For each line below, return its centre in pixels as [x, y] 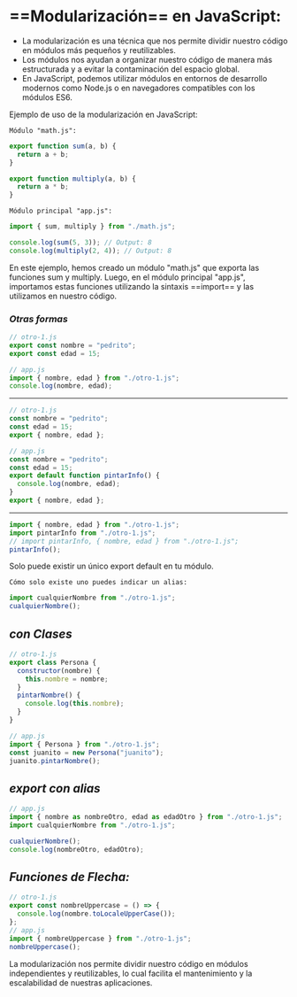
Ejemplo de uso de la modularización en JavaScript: [103, 114]
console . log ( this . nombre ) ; [75, 704]
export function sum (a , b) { [63, 146]
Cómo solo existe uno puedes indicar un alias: [99, 583]
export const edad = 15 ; [55, 353]
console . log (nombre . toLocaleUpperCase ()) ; [96, 914]
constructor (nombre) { [59, 670]
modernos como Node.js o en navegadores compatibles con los [138, 88]
